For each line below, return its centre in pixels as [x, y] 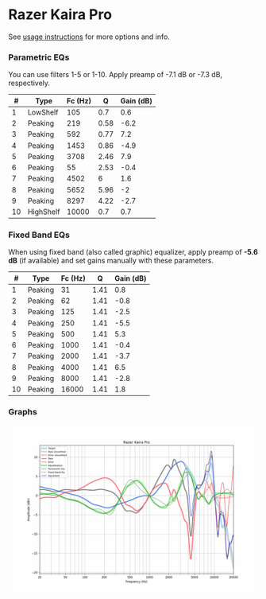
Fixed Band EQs [39, 235]
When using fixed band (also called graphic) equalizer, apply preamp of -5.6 [133, 252]
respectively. [29, 83]
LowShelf [43, 112]
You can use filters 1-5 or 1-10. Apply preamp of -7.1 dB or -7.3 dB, [116, 75]
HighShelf [44, 212]
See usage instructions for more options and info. [89, 37]
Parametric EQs [39, 57]
